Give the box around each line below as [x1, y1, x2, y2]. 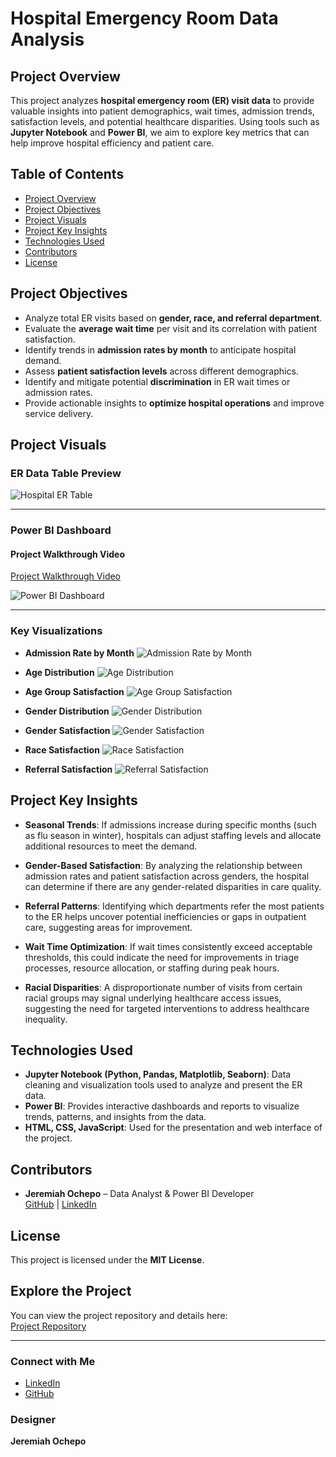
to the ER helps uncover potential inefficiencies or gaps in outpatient [24, 910, 307, 922]
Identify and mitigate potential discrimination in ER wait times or [24, 375, 291, 387]
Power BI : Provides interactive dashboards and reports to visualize [24, 1100, 300, 1112]
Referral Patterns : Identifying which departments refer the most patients [24, 900, 325, 912]
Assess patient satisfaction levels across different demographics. [24, 365, 299, 377]
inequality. [24, 1013, 68, 1025]
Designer [10, 1413, 57, 1427]
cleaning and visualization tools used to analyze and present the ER [24, 1079, 303, 1091]
